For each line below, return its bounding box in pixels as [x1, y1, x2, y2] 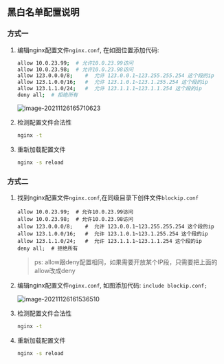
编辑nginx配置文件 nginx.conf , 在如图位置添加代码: [16, 45, 159, 54]
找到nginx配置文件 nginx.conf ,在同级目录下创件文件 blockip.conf [16, 193, 199, 202]
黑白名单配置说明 [7, 6, 80, 19]
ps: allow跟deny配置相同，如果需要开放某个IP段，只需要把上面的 [34, 257, 218, 266]
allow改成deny [34, 266, 76, 275]
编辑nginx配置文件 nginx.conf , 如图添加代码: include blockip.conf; [16, 281, 208, 289]
